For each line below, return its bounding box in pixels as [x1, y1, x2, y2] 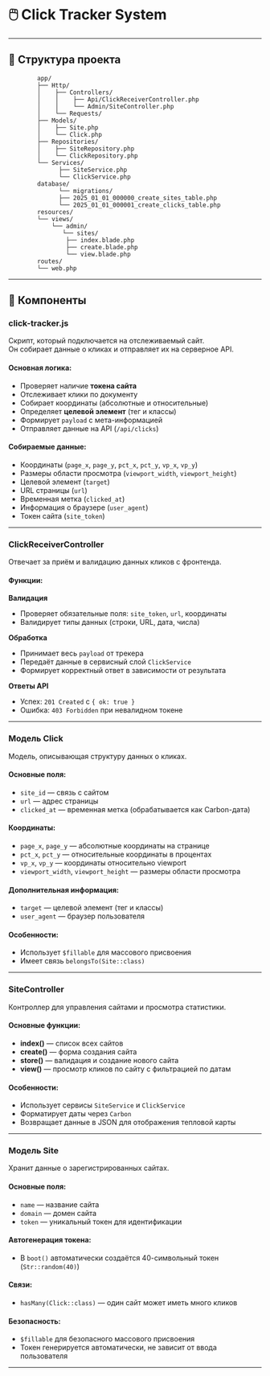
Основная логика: [8, 363, 72, 373]
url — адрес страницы [19, 796, 99, 806]
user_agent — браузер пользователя [19, 911, 145, 921]
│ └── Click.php [37, 130, 103, 138]
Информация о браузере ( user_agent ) [19, 503, 149, 512]
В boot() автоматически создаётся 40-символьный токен [19, 1253, 219, 1263]
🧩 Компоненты [8, 294, 87, 307]
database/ [37, 179, 70, 188]
